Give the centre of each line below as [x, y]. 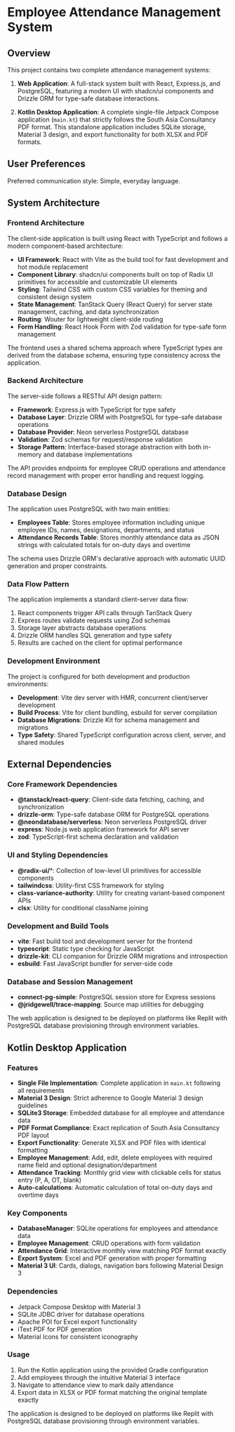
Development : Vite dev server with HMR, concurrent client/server [113, 697]
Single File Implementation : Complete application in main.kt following [119, 1083]
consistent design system [54, 296]
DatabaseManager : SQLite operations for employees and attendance [118, 1228]
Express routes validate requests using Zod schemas [94, 620]
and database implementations [88, 454]
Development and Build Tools [58, 926]
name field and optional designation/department [87, 1165]
